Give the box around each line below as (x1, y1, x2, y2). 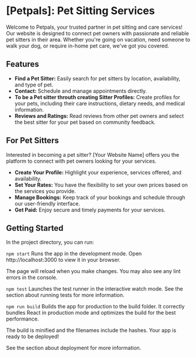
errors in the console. (6, 274, 58, 281)
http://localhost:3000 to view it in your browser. (6, 257, 121, 264)
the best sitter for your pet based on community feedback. (14, 119, 156, 126)
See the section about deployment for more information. (6, 345, 142, 352)
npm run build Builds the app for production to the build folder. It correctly (6, 303, 185, 310)
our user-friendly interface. (14, 200, 80, 207)
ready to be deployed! (6, 333, 60, 340)
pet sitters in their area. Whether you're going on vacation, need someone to (6, 36, 191, 43)
